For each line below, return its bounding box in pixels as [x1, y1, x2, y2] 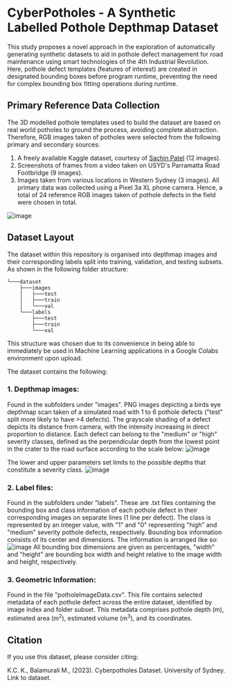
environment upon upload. [7, 354, 83, 362]
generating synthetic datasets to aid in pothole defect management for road [7, 50, 224, 58]
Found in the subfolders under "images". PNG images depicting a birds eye [7, 400, 222, 408]
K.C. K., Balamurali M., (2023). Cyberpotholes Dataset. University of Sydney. [7, 665, 226, 674]
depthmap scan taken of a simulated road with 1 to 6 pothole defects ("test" [7, 408, 224, 416]
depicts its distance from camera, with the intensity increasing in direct [7, 422, 210, 431]
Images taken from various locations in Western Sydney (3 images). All [17, 176, 220, 184]
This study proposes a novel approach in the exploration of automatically [7, 42, 215, 51]
